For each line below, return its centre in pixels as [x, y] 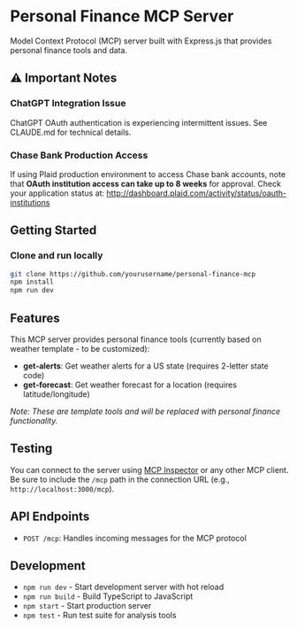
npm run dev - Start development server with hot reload [123, 587]
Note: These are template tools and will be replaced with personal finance [145, 412]
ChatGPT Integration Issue [68, 104]
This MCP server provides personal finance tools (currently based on [136, 339]
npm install [32, 282]
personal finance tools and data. [69, 50]
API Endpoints [50, 517]
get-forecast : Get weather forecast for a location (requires [130, 385]
